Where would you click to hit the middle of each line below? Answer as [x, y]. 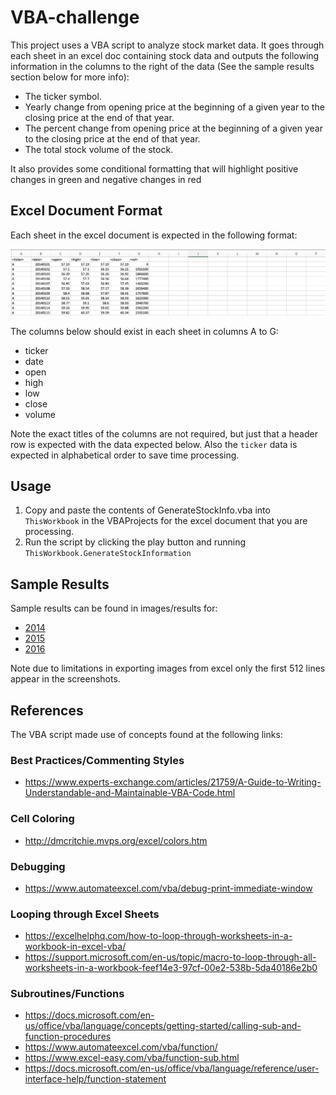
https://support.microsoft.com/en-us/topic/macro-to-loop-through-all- [170, 957]
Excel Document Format [86, 211]
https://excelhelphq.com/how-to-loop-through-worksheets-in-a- [158, 936]
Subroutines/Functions [67, 994]
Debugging [38, 866]
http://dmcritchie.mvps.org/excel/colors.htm [116, 840]
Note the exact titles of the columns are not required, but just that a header [164, 433]
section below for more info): [70, 77]
